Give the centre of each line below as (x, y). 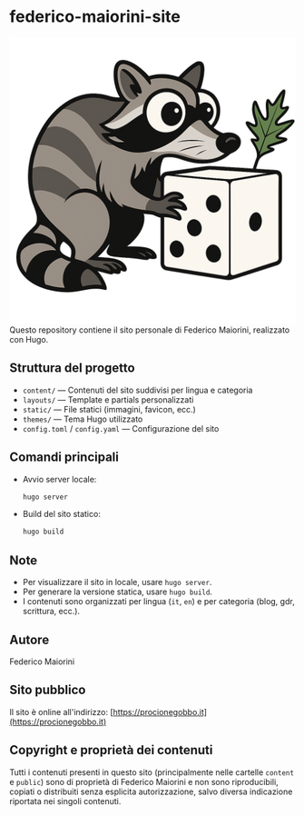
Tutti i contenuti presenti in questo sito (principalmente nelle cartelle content (152, 772)
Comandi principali (64, 458)
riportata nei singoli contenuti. (65, 801)
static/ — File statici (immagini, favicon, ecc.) (109, 409)
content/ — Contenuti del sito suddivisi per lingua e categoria (137, 390)
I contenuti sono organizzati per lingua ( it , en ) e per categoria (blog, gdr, (158, 602)
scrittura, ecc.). (51, 612)
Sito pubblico (48, 690)
